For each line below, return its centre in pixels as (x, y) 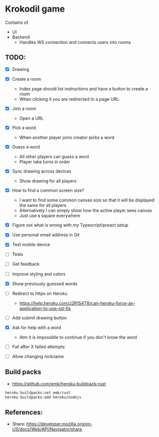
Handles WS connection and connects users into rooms (75, 42)
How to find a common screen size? (48, 190)
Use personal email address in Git (46, 235)
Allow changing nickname (38, 356)
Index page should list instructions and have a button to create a (84, 89)
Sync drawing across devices (42, 171)
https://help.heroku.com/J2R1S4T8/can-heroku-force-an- (77, 303)
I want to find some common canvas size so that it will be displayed (87, 200)
